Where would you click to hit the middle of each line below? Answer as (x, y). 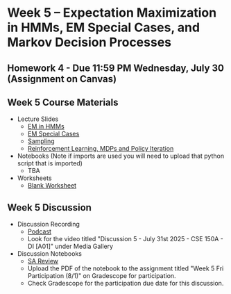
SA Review (43, 261)
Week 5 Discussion (50, 207)
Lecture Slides (38, 119)
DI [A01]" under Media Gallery (70, 246)
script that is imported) (50, 163)
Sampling (41, 141)
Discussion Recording (48, 224)
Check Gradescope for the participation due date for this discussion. (126, 284)
